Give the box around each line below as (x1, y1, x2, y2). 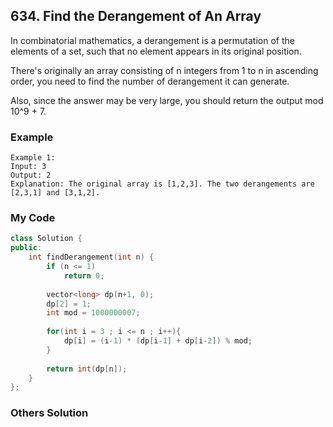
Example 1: (10, 153, 56, 163)
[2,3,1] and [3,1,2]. (10, 188, 101, 198)
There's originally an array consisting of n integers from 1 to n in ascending (10, 64, 319, 76)
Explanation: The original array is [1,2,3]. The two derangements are (10, 179, 315, 189)
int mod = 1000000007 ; (46, 308, 141, 318)
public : (10, 243, 43, 253)
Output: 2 (10, 170, 52, 181)
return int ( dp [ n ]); (46, 364, 128, 374)
